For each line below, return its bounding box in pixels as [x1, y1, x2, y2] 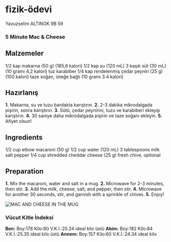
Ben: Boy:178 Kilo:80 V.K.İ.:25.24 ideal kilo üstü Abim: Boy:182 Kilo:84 [5, 226, 153, 232]
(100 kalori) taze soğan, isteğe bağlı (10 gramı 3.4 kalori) [5, 73, 124, 80]
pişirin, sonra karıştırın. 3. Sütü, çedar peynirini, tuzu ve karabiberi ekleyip [5, 107, 160, 114]
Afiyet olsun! [5, 118, 32, 124]
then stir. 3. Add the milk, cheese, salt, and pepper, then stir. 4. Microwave [5, 186, 162, 192]
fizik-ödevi [5, 4, 52, 15]
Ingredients [5, 133, 43, 142]
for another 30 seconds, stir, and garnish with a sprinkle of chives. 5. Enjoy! [5, 191, 164, 197]
